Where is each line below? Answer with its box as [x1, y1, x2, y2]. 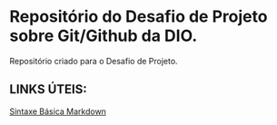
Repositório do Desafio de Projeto [9, 6, 268, 27]
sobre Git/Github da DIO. [9, 25, 198, 46]
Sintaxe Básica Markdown [9, 106, 107, 117]
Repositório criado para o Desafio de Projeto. [9, 55, 179, 66]
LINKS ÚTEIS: [9, 82, 88, 97]
